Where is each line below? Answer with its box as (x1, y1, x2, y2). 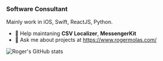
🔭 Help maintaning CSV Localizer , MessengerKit (14, 30, 137, 37)
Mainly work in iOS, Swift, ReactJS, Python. (6, 19, 113, 26)
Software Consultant (6, 5, 68, 13)
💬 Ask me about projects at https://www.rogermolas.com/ (14, 36, 157, 44)
